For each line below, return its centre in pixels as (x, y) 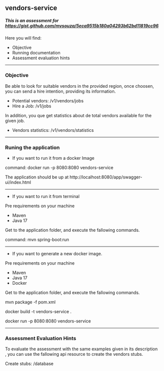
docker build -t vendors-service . (38, 311)
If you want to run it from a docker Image (53, 158)
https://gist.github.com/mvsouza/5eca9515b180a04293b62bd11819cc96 (82, 25)
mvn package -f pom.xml (31, 302)
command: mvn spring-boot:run (37, 239)
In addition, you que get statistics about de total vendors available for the (78, 115)
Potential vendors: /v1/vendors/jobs (48, 100)
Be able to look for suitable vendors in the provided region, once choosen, (80, 86)
